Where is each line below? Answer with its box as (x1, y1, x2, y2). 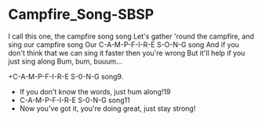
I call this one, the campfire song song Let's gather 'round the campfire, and (8, 31, 255, 41)
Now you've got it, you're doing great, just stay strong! (19, 104, 196, 113)
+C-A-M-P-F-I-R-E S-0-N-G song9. (8, 71, 124, 81)
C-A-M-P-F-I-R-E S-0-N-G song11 (19, 95, 131, 104)
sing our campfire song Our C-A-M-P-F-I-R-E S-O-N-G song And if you (8, 39, 239, 49)
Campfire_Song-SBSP (8, 5, 155, 24)
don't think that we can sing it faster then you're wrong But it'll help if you (8, 48, 246, 57)
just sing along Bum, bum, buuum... (8, 57, 123, 66)
